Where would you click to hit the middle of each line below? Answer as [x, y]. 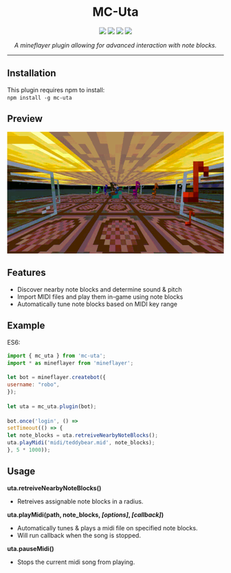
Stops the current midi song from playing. [76, 562]
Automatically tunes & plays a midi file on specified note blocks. [107, 528]
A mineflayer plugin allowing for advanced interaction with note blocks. [115, 45]
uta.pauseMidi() [31, 548]
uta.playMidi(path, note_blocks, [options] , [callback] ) [85, 515]
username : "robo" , [33, 385]
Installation [32, 73]
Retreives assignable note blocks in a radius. [80, 501]
